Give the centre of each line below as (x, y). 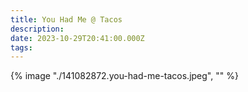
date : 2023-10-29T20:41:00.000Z (77, 38)
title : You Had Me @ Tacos (66, 19)
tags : (21, 47)
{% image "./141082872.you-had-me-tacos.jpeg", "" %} (124, 76)
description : (37, 29)
